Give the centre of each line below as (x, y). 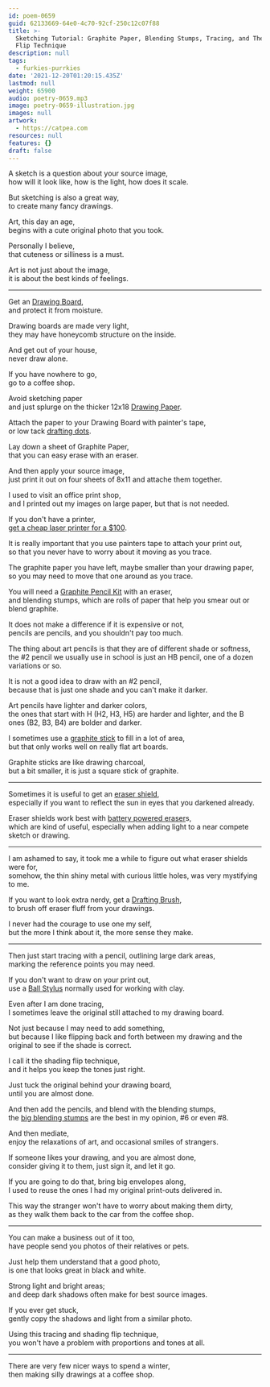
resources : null (35, 135)
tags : (17, 61)
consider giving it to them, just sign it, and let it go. (92, 1166)
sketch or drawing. (39, 835)
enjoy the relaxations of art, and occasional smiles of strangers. (113, 1142)
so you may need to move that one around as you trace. (101, 576)
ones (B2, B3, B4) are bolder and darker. (75, 722)
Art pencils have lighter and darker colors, (78, 706)
